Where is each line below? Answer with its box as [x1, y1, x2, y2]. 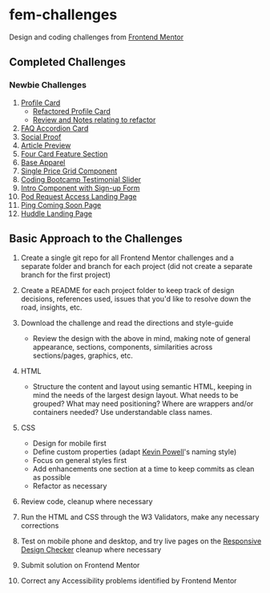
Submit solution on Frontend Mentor [20, 560, 140, 571]
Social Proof [20, 132, 62, 141]
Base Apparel [20, 157, 66, 167]
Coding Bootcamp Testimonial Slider [20, 174, 142, 184]
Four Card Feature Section [20, 148, 108, 158]
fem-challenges [9, 6, 118, 24]
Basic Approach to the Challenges [9, 232, 183, 246]
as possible [32, 473, 71, 482]
